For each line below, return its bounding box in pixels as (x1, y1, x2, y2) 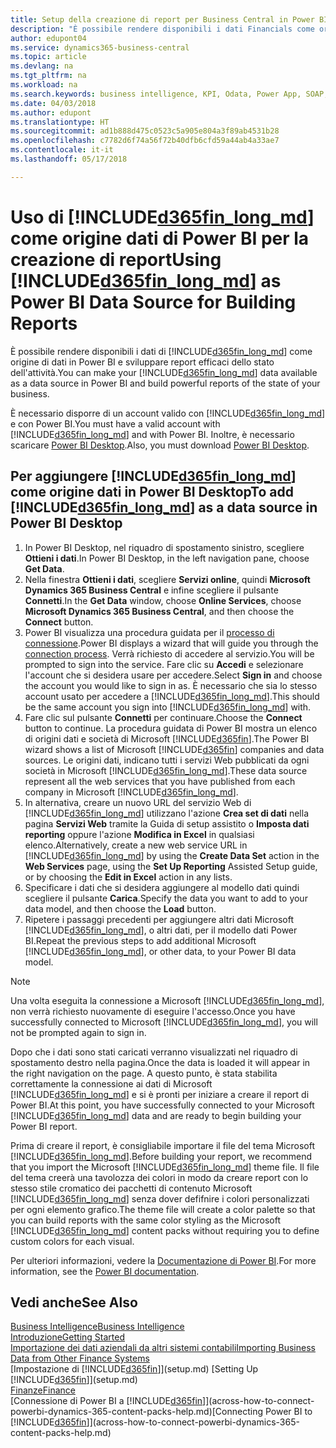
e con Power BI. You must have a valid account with (10, 417, 221, 430)
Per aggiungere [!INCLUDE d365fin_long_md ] (10, 468, 297, 485)
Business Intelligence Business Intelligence (10, 1321, 185, 1333)
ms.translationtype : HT (10, 117, 110, 127)
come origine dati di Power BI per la (10, 227, 310, 250)
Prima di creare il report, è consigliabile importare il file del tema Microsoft (10, 1139, 315, 1151)
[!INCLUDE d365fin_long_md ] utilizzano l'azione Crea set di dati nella (24, 807, 310, 819)
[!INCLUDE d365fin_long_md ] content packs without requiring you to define (10, 1224, 320, 1236)
